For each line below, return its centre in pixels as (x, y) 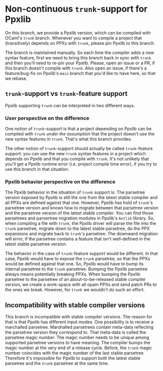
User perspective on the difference (47, 118)
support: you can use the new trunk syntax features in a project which (75, 154)
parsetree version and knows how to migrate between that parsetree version (82, 208)
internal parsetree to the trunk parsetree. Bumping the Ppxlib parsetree (76, 269)
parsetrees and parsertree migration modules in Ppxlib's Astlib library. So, (80, 218)
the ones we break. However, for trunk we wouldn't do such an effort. (75, 290)
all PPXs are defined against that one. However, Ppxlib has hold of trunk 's (79, 203)
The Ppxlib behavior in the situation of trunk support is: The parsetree (75, 192)
